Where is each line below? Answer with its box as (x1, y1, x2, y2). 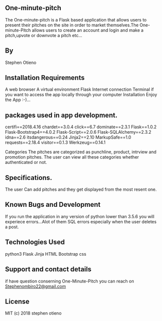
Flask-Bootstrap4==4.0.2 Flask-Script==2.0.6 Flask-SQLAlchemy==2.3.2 (5, 129, 152, 135)
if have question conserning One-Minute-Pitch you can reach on (5, 278, 134, 284)
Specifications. (5, 173, 53, 182)
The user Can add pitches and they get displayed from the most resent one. (5, 186, 157, 192)
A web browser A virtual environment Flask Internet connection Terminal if (5, 86, 154, 92)
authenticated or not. (5, 160, 47, 165)
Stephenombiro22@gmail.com (5, 283, 66, 289)
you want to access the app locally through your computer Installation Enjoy (5, 92, 157, 98)
